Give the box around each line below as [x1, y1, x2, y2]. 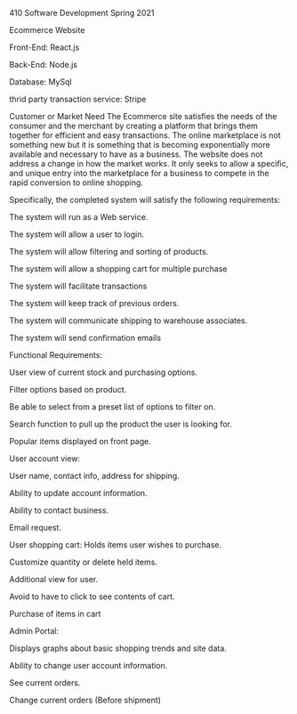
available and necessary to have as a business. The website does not [9, 149, 263, 159]
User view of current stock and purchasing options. [9, 367, 198, 377]
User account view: [9, 453, 81, 464]
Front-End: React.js [9, 42, 80, 53]
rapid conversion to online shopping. [9, 177, 144, 188]
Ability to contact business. [9, 505, 109, 515]
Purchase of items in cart [9, 609, 101, 619]
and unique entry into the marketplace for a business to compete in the [9, 168, 269, 178]
